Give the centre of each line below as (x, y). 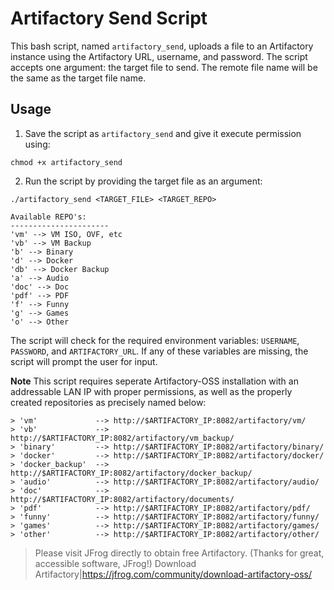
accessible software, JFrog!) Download (115, 563)
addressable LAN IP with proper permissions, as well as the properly (151, 391)
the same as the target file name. (78, 78)
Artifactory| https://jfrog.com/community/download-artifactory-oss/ (173, 574)
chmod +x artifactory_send (66, 162)
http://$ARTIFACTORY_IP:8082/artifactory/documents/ (122, 499)
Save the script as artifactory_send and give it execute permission (163, 133)
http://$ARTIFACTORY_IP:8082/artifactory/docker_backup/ (131, 473)
